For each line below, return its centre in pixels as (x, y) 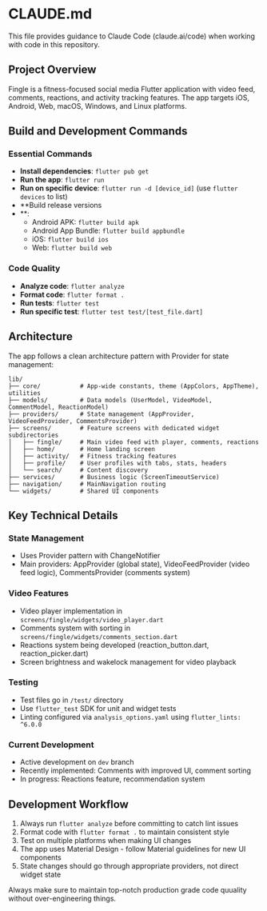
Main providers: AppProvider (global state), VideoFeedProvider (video (135, 564)
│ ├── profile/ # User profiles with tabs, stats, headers (118, 463)
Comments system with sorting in (75, 628)
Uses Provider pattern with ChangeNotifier (90, 556)
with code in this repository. (54, 44)
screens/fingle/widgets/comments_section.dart (99, 637)
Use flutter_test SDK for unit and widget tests (98, 708)
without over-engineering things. (62, 898)
